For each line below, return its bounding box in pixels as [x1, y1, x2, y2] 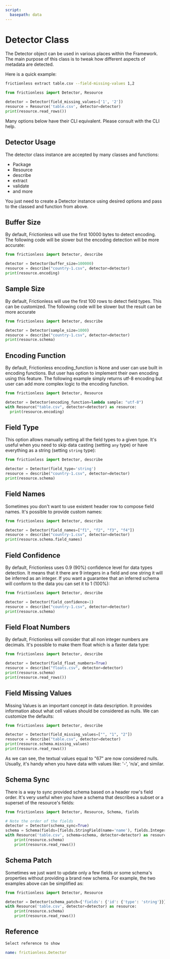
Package [12, 161, 31, 167]
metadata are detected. [5, 61, 54, 67]
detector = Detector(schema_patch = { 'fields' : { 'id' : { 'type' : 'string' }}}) [5, 899, 168, 904]
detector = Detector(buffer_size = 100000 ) [5, 261, 94, 266]
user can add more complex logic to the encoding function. [5, 381, 129, 387]
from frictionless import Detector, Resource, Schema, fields [5, 809, 139, 815]
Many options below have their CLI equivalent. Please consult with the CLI [5, 118, 160, 124]
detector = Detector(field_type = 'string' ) [5, 467, 96, 472]
